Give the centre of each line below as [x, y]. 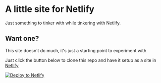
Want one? [22, 39]
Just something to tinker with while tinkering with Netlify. [63, 23]
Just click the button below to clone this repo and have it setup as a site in [81, 60]
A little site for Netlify [50, 9]
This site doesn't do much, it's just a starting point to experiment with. [76, 50]
